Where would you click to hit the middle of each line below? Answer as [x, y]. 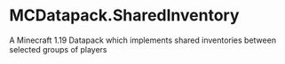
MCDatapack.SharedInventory [124, 16]
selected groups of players [58, 49]
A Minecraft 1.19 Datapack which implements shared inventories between [143, 40]
